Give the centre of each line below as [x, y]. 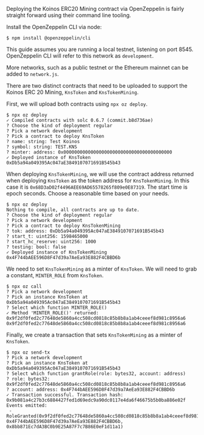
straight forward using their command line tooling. [69, 15]
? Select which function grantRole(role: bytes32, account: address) [96, 374]
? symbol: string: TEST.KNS [42, 147]
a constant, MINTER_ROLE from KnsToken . [55, 275]
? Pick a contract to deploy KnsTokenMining [63, 226]
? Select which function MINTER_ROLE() [57, 308]
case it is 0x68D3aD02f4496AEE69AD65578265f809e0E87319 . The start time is [97, 187]
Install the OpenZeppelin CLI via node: [54, 27]
